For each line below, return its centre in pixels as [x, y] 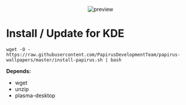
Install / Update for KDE [65, 34]
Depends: [19, 71]
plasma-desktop [35, 95]
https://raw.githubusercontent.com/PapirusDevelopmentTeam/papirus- [93, 55]
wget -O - [19, 49]
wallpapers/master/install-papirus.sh [54, 60]
